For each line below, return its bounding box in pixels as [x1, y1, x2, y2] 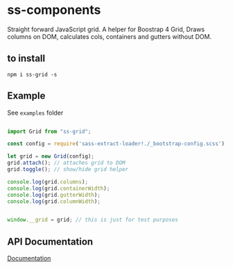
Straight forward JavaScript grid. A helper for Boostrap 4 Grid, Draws [7, 25, 205, 33]
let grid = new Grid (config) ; [7, 153, 95, 160]
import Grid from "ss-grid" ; [7, 128, 92, 135]
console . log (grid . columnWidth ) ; [7, 197, 101, 205]
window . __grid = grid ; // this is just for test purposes [7, 216, 178, 224]
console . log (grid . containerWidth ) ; [7, 185, 110, 192]
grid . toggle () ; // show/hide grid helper [7, 166, 129, 173]
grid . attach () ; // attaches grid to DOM [7, 159, 126, 167]
